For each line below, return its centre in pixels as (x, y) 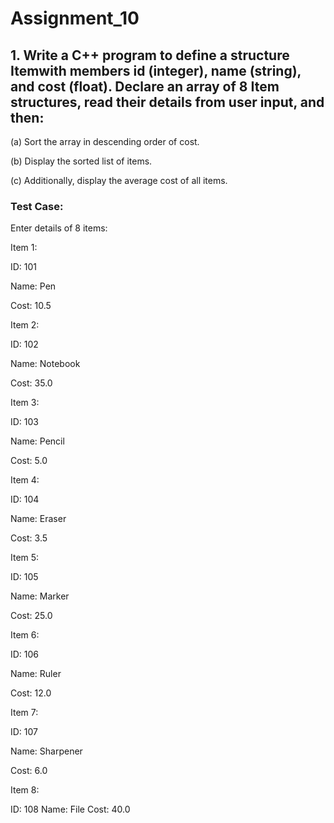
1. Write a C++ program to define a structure (150, 55)
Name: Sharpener (46, 751)
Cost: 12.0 (31, 693)
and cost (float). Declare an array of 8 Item (145, 86)
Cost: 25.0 (31, 616)
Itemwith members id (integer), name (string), (156, 70)
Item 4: (25, 480)
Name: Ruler (36, 674)
